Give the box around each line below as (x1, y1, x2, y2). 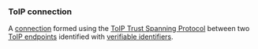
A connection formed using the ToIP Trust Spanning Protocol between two (8, 24, 250, 33)
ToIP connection (8, 6, 73, 17)
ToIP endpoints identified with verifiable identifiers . (8, 32, 174, 41)
